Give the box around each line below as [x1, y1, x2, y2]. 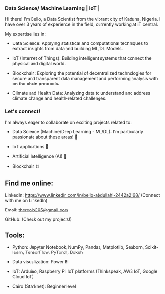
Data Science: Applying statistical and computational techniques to [12, 41, 149, 46]
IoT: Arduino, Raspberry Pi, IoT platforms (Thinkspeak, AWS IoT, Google [12, 268, 158, 274]
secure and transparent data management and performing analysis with [12, 76, 158, 82]
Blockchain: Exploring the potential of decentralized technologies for [12, 70, 152, 76]
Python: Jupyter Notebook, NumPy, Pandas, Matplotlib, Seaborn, [12, 244, 144, 250]
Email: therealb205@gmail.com [5, 207, 68, 213]
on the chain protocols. [12, 81, 60, 86]
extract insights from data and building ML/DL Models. [12, 46, 123, 52]
